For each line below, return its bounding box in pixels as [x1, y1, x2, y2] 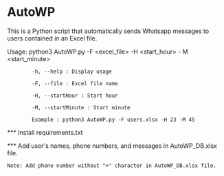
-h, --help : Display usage [32, 68, 112, 75]
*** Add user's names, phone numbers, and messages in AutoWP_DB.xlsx [7, 142, 218, 150]
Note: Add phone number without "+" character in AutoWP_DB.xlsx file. [7, 162, 216, 169]
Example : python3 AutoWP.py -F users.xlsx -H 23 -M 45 [32, 116, 195, 123]
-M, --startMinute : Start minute [32, 104, 131, 111]
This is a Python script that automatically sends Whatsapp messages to [7, 27, 210, 35]
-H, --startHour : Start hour [32, 92, 118, 99]
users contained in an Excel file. [7, 34, 98, 42]
